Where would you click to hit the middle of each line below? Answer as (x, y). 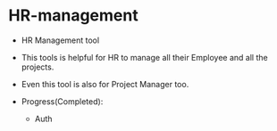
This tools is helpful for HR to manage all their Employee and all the (145, 57)
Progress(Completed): (62, 101)
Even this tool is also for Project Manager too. (105, 84)
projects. (38, 67)
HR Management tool (60, 40)
